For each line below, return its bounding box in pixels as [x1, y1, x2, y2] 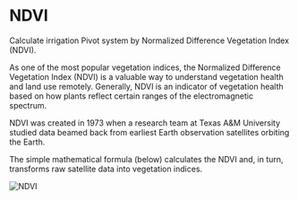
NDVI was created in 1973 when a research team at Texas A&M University [9, 117, 281, 128]
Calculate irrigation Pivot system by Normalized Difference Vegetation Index [9, 35, 289, 46]
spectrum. [9, 100, 47, 110]
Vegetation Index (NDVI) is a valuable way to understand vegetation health [9, 71, 284, 82]
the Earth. [9, 136, 46, 147]
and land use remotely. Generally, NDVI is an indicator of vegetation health [9, 81, 284, 91]
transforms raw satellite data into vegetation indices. [9, 163, 203, 174]
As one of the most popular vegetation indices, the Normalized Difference [9, 62, 281, 73]
